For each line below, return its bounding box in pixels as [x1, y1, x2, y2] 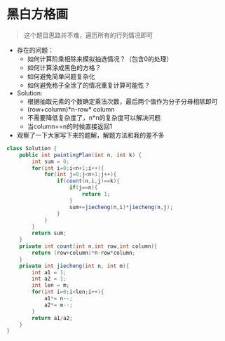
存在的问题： [16, 46, 54, 54]
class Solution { [6, 145, 57, 152]
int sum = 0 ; [32, 158, 70, 165]
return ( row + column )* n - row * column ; [32, 249, 136, 256]
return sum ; [32, 229, 67, 237]
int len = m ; [32, 282, 70, 289]
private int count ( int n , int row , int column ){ [19, 243, 158, 250]
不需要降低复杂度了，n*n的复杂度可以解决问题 [27, 113, 161, 121]
